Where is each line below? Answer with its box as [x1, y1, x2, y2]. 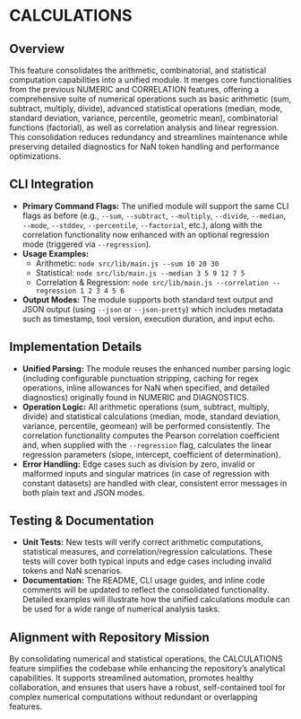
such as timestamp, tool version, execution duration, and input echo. [21, 313, 276, 324]
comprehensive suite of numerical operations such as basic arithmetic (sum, [9, 93, 292, 104]
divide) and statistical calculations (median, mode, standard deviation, [21, 410, 281, 422]
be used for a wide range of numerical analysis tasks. [21, 603, 220, 615]
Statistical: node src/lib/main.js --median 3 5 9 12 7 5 [35, 267, 245, 278]
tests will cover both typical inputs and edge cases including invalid [21, 556, 271, 566]
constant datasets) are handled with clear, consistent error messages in [21, 478, 288, 488]
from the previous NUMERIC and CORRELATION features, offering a [9, 84, 260, 94]
